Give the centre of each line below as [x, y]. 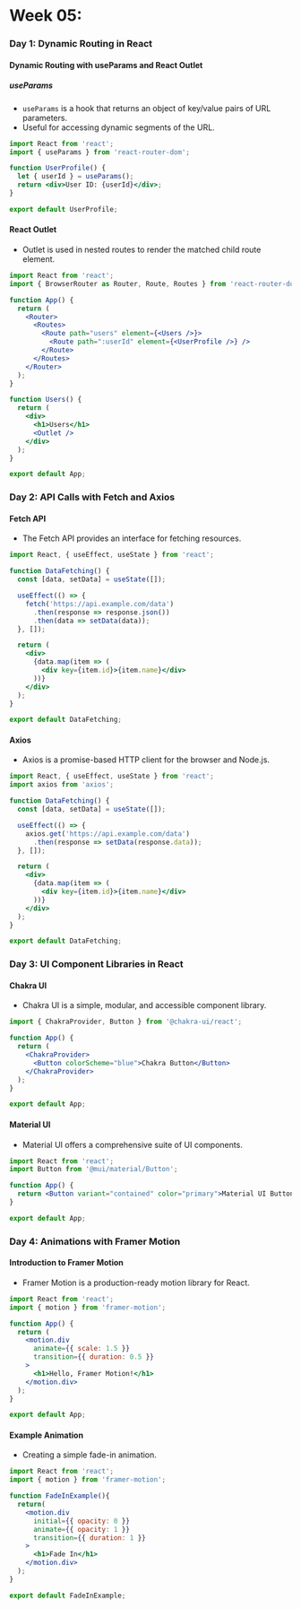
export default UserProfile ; [64, 209]
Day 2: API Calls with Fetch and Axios [92, 497]
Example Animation [46, 1435]
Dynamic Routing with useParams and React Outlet [106, 65]
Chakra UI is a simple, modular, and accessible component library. [144, 1005]
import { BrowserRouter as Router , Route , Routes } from [118, 283]
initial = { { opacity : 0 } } [81, 1521]
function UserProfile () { [57, 168]
